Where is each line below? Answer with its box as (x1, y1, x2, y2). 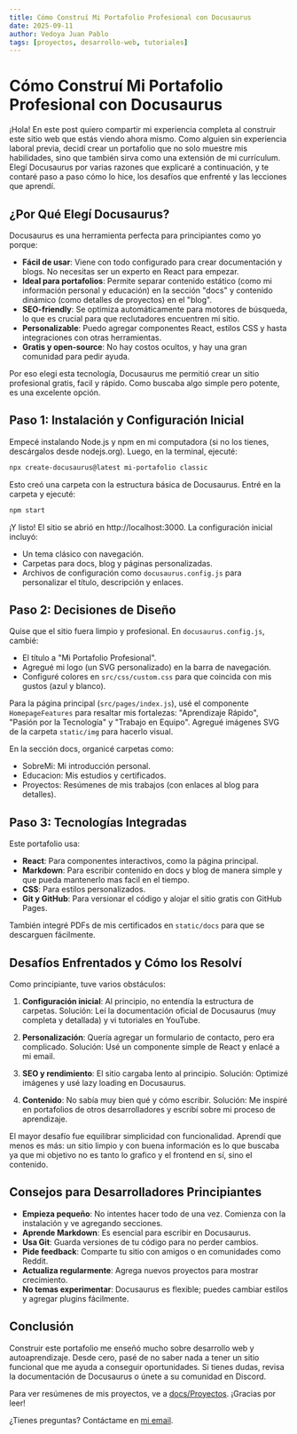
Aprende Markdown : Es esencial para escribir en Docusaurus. (21, 1227, 251, 1238)
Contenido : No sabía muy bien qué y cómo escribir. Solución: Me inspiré (21, 1095, 288, 1105)
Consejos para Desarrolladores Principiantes (9, 1184, 262, 1200)
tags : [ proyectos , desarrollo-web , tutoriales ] (9, 37, 189, 47)
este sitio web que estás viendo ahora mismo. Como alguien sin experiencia (9, 134, 287, 145)
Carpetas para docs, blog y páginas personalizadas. (21, 558, 213, 568)
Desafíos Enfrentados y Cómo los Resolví (9, 955, 242, 971)
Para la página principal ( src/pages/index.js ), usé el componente (9, 698, 249, 709)
